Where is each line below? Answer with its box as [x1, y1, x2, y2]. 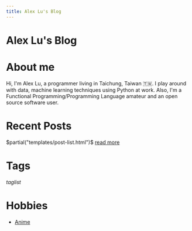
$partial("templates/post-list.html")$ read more [6, 139, 120, 146]
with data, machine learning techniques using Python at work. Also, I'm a [6, 86, 182, 94]
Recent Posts [6, 119, 72, 132]
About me [6, 61, 55, 74]
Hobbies [6, 199, 48, 212]
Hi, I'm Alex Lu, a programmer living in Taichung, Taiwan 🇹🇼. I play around [6, 80, 187, 87]
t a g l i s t [6, 178, 22, 185]
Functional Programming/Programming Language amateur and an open [6, 92, 178, 99]
